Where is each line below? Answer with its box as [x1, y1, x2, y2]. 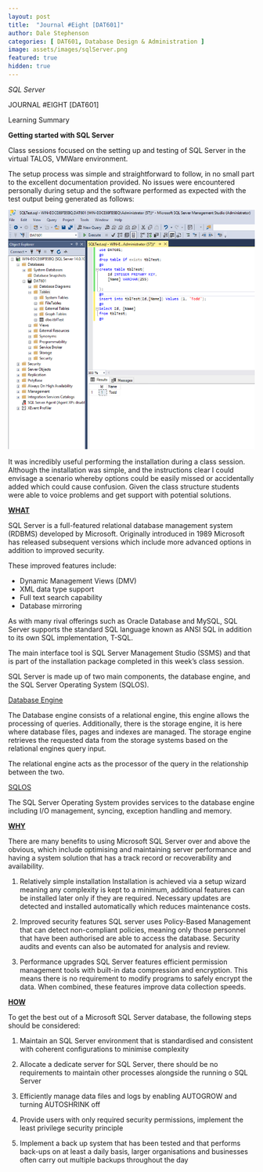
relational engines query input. [8, 744, 106, 753]
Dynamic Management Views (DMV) [19, 577, 137, 586]
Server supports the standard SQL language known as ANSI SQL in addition [8, 624, 252, 635]
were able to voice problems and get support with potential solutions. [8, 490, 232, 500]
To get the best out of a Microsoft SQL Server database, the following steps [8, 1013, 252, 1022]
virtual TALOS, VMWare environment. [8, 154, 128, 163]
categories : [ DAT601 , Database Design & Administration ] [8, 38, 205, 45]
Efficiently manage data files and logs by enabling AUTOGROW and [19, 1091, 237, 1101]
